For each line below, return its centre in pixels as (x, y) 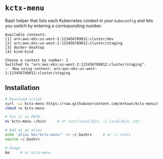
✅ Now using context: (28, 69)
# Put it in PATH (23, 117)
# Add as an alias (24, 130)
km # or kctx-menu (28, 152)
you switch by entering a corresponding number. (54, 26)
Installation (22, 88)
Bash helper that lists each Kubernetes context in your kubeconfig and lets (79, 20)
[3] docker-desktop (25, 47)
